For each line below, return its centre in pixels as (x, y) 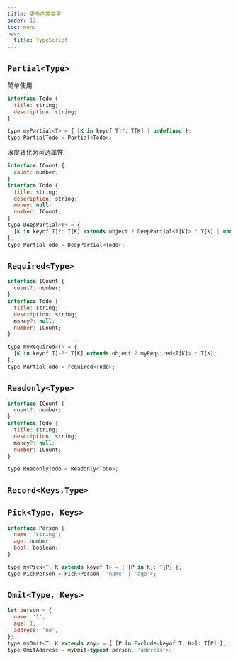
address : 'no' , (36, 631)
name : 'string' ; (38, 535)
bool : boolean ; (36, 548)
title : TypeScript (41, 40)
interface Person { (36, 528)
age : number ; (33, 541)
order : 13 (22, 21)
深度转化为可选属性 (35, 152)
